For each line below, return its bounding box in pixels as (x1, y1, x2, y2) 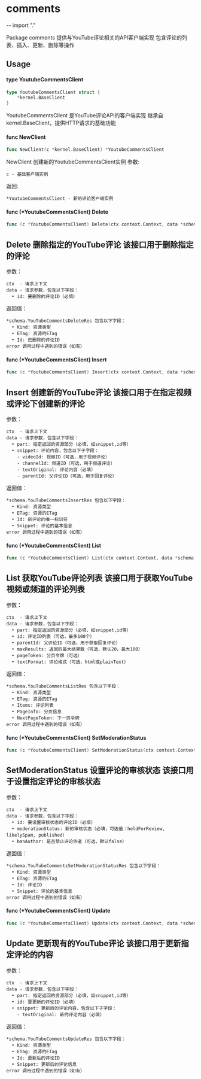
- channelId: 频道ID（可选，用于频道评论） (17, 460, 115, 467)
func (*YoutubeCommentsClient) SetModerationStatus (6, 734, 147, 741)
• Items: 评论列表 (11, 702, 54, 708)
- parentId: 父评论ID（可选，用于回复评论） (17, 473, 117, 479)
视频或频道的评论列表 (6, 584, 85, 594)
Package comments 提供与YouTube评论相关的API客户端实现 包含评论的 (6, 34, 182, 41)
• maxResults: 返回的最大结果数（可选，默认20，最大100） (11, 646, 143, 652)
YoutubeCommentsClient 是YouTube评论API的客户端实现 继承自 (6, 112, 163, 119)
